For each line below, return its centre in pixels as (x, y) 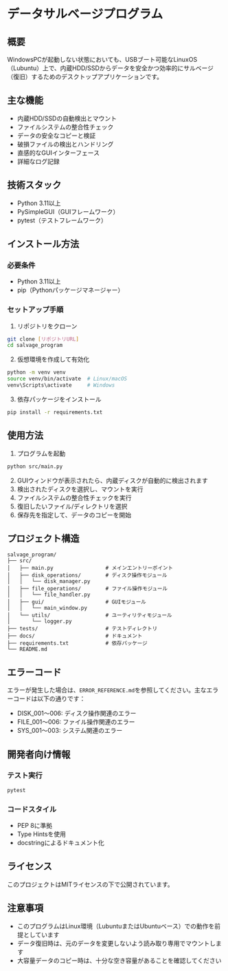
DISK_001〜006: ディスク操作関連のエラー (77, 714)
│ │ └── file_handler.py (49, 595)
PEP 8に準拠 (35, 826)
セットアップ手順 (35, 310)
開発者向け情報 (39, 754)
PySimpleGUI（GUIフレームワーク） (68, 211)
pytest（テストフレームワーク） (62, 220)
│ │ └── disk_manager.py (49, 581)
